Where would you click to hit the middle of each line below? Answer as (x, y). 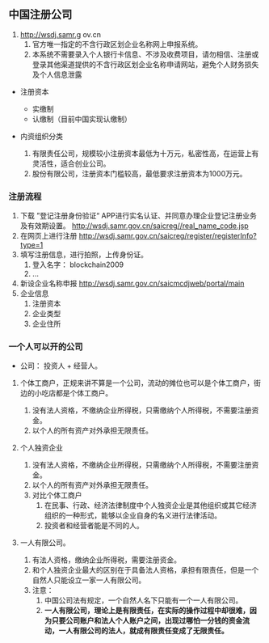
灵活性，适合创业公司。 (71, 163)
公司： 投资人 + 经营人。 (61, 366)
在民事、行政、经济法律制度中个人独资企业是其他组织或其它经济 (150, 506)
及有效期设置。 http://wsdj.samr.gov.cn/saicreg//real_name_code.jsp (134, 226)
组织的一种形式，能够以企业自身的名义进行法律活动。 (133, 515)
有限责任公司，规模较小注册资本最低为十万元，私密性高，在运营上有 (145, 153)
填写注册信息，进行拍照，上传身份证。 (84, 255)
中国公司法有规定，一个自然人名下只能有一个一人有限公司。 (143, 600)
